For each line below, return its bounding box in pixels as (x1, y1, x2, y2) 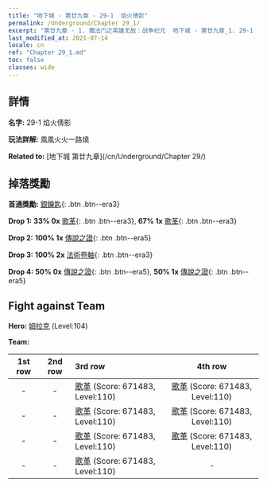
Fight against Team (8, 299, 106, 313)
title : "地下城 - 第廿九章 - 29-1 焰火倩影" (8, 11, 149, 20)
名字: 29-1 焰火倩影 (8, 117, 72, 127)
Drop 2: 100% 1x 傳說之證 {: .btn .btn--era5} (8, 233, 152, 243)
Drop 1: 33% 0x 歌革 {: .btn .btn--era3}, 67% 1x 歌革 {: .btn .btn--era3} (8, 216, 237, 226)
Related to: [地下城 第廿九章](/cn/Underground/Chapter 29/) (8, 151, 207, 161)
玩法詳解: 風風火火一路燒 (8, 134, 90, 144)
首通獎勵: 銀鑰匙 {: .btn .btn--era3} (8, 200, 121, 209)
